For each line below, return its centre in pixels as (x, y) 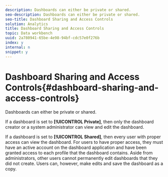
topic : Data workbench (29, 33)
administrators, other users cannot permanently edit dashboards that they (81, 158)
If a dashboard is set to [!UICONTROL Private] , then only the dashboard (79, 122)
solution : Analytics (27, 24)
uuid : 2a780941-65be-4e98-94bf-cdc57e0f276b (52, 38)
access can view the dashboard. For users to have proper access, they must (84, 142)
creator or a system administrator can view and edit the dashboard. (75, 127)
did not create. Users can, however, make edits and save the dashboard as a (84, 163)
